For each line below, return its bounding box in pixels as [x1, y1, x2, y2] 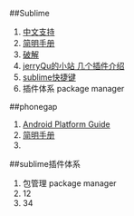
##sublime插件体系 [9, 159, 81, 169]
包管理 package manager [22, 178, 117, 189]
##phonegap [9, 102, 58, 112]
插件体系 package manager [22, 83, 125, 93]
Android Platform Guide [22, 119, 110, 130]
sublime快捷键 [22, 72, 77, 83]
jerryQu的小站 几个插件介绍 [22, 61, 125, 71]
